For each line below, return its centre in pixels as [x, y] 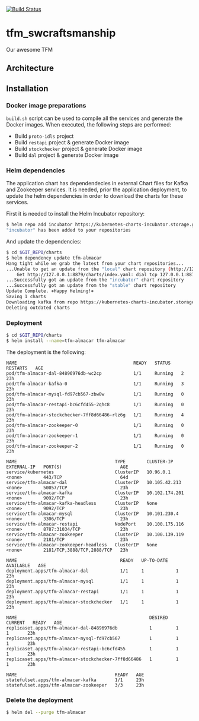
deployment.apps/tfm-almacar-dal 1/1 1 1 [92, 571]
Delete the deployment [40, 700]
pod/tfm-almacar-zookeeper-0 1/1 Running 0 [95, 425]
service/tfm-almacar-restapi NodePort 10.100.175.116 [95, 524]
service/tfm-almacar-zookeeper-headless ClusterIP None [82, 545]
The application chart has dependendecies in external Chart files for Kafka [97, 184]
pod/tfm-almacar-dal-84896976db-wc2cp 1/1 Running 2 [95, 373]
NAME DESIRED [87, 618]
